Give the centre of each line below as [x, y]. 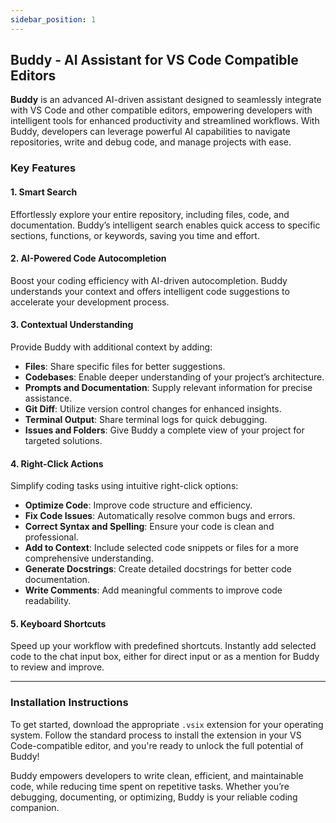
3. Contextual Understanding [72, 325]
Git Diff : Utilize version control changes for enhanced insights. [153, 408]
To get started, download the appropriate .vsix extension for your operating [167, 724]
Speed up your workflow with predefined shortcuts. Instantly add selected [163, 646]
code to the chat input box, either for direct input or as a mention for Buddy [165, 657]
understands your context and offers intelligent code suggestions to [150, 291]
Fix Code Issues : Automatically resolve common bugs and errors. [160, 516]
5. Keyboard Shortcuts [58, 623]
